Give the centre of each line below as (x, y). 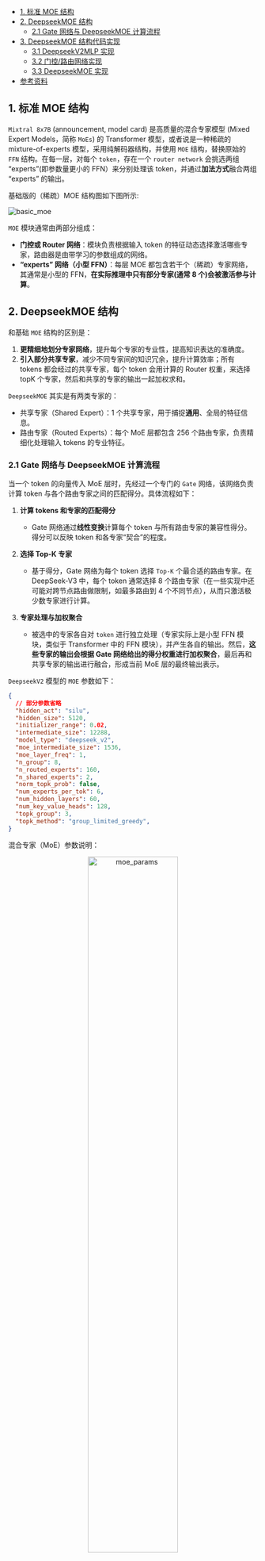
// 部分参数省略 (38, 703)
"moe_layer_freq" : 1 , (51, 755)
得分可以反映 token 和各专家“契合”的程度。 (101, 537)
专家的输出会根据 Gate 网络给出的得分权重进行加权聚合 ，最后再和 (145, 654)
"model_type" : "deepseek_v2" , (65, 740)
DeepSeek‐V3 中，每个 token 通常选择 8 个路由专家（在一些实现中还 (143, 581)
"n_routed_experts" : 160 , (58, 769)
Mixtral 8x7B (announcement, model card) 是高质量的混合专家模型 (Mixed (129, 128)
